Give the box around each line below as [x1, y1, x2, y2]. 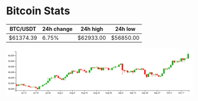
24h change [42, 26, 73, 33]
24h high [80, 26, 104, 33]
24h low [114, 26, 136, 33]
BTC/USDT [9, 26, 37, 33]
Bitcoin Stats [6, 4, 71, 18]
